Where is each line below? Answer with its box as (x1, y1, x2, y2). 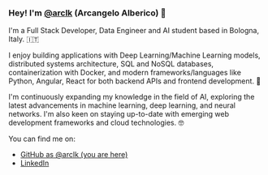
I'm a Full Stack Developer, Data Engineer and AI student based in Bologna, (8, 26, 260, 36)
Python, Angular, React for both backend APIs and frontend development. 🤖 (8, 76, 262, 86)
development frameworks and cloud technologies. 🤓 (8, 117, 184, 128)
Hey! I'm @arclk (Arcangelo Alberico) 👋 (8, 7, 166, 19)
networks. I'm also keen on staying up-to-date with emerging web (8, 109, 230, 119)
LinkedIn (19, 158, 50, 169)
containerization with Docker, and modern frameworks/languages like (8, 68, 242, 78)
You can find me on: (8, 134, 76, 144)
